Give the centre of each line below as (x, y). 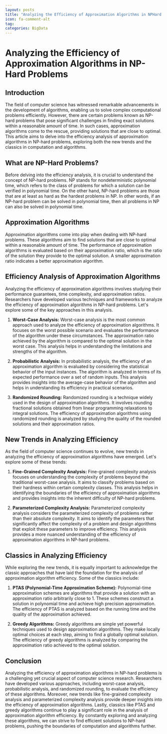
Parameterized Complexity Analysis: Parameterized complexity (79, 508)
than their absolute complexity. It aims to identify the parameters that (83, 519)
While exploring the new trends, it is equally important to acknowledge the (82, 568)
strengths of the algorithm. (40, 351)
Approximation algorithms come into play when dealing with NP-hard (76, 234)
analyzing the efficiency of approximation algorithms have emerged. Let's (81, 457)
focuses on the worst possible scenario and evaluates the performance (85, 330)
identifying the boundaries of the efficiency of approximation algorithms (86, 493)
